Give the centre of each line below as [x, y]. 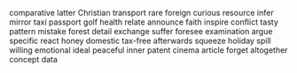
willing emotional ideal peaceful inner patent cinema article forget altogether [148, 50]
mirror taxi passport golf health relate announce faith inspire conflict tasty [144, 22]
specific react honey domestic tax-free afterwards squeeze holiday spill [141, 40]
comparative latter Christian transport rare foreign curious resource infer [141, 13]
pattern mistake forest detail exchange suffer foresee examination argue [141, 31]
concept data [33, 59]
